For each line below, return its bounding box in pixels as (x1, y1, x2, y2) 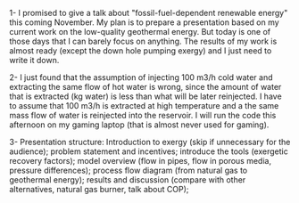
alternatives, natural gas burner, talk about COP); (9, 184, 189, 194)
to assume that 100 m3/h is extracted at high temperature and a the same (9, 101, 279, 110)
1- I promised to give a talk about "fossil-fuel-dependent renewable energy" (9, 8, 288, 18)
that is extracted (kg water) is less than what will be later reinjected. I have (9, 91, 283, 101)
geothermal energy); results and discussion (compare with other (9, 175, 246, 185)
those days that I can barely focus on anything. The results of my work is (9, 36, 278, 46)
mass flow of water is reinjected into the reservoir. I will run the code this (9, 110, 277, 120)
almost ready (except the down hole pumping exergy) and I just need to (9, 45, 272, 56)
